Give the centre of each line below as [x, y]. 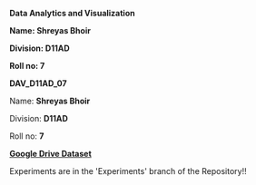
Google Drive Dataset [51, 154]
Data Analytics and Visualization [72, 13]
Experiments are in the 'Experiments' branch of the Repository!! [128, 171]
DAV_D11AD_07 [38, 83]
